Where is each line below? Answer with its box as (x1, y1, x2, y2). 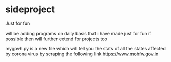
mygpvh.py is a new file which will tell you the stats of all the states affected (5, 45, 166, 51)
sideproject (5, 4, 55, 15)
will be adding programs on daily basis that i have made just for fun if (5, 30, 151, 36)
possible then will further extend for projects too (5, 36, 108, 42)
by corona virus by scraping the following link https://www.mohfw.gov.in (5, 51, 159, 57)
